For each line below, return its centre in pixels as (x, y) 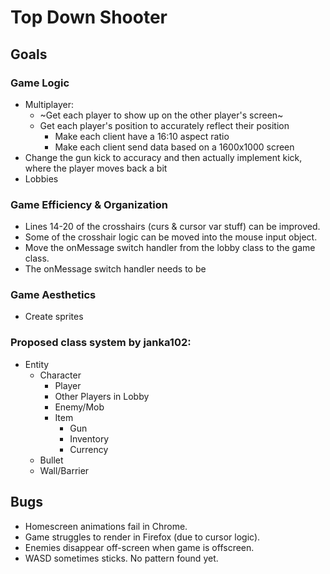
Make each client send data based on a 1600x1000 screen (174, 147)
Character (60, 375)
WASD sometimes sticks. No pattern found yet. (121, 558)
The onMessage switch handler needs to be (115, 269)
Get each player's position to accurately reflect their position (164, 125)
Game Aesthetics (53, 295)
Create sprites (54, 317)
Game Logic (40, 83)
